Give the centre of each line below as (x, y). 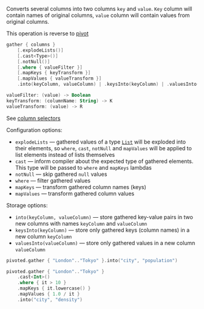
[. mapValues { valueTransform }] (59, 78)
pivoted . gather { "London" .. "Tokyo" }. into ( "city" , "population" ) (92, 260)
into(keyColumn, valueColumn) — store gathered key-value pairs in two (104, 217)
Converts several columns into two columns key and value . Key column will (99, 9)
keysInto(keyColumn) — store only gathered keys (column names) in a (102, 230)
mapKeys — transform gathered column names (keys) (81, 187)
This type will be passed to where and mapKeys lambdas (83, 167)
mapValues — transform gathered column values (75, 193)
